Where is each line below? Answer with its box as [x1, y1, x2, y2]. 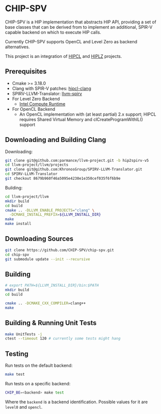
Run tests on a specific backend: [5, 380, 71, 386]
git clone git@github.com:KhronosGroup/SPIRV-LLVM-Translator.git [5, 167, 143, 172]
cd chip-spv [5, 252, 29, 257]
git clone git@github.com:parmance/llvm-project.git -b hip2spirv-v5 [5, 158, 149, 163]
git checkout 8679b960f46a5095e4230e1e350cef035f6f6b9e [5, 176, 121, 181]
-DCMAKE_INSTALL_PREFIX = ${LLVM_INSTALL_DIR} [9, 212, 101, 217]
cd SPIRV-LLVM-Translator [5, 172, 57, 176]
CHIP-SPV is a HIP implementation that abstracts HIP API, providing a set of [5, 19, 157, 25]
